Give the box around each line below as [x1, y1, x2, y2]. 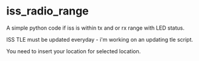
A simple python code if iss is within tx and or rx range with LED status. [6, 24, 185, 31]
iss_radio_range [6, 4, 89, 18]
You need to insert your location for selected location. [6, 47, 141, 55]
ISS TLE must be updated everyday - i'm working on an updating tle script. [6, 36, 194, 43]
